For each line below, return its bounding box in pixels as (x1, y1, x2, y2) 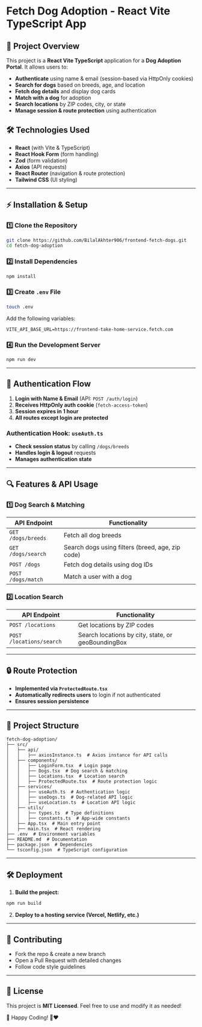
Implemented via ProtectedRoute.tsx (14, 685, 108, 692)
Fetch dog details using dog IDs (64, 560, 153, 569)
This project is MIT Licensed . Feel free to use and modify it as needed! (6, 1002, 182, 1009)
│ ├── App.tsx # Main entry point (6, 821, 101, 827)
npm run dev (6, 356, 36, 362)
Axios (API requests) (14, 163, 67, 170)
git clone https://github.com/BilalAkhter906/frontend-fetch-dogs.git (6, 237, 187, 243)
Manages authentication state (14, 455, 92, 463)
